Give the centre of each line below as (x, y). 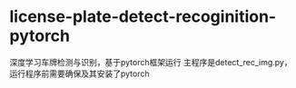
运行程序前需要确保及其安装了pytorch (79, 73)
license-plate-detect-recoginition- (143, 17)
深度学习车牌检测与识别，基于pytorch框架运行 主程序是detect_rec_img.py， (151, 62)
